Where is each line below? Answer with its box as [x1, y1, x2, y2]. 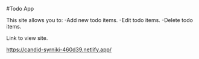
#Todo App [6, 5, 34, 12]
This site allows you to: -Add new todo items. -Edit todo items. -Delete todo [6, 17, 193, 23]
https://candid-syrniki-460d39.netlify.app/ [6, 46, 112, 53]
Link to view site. [6, 35, 48, 41]
